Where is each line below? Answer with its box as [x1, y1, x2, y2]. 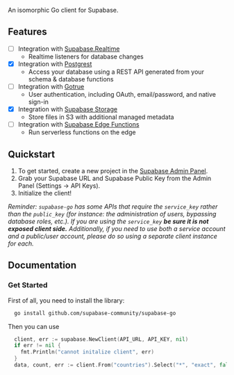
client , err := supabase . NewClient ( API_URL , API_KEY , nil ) [14, 335, 189, 343]
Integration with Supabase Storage [17, 105, 117, 113]
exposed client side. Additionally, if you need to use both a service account [8, 224, 226, 232]
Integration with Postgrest [17, 59, 92, 68]
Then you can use [8, 322, 60, 330]
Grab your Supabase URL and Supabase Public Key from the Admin [17, 174, 212, 182]
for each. [8, 239, 34, 248]
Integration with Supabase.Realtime [17, 45, 120, 53]
